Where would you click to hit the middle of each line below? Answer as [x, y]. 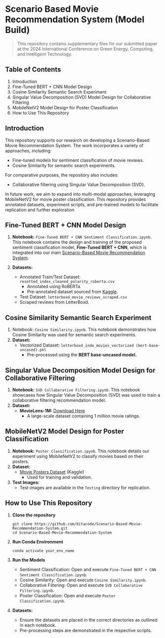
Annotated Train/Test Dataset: [50, 277]
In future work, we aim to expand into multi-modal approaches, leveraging [80, 194]
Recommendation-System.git [40, 528]
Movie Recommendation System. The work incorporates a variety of [74, 145]
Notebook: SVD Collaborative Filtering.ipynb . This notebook [76, 390]
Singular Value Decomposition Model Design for [80, 370]
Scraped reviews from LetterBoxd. [54, 302]
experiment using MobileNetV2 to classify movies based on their [78, 456]
